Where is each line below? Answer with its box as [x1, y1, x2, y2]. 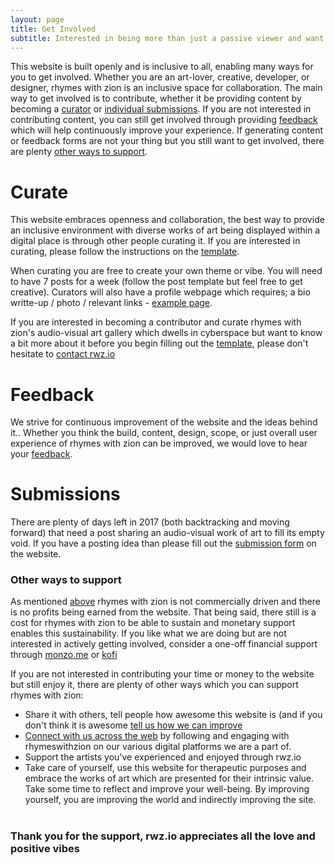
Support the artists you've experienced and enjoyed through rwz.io [24, 751, 302, 763]
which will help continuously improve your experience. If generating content [10, 124, 323, 136]
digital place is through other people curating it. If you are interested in [10, 235, 301, 247]
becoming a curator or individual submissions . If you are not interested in [10, 103, 312, 115]
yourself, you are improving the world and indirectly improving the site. [24, 794, 317, 806]
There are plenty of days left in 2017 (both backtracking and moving [10, 516, 290, 528]
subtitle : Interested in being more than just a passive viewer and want [10, 33, 325, 43]
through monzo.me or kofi [10, 649, 118, 661]
